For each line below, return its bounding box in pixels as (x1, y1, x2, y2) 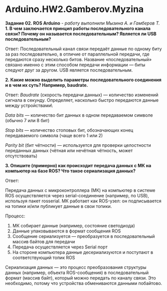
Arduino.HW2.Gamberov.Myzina (5, 4, 144, 15)
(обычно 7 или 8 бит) (5, 117, 50, 123)
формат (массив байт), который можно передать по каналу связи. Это (5, 274, 156, 281)
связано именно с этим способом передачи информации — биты (5, 62, 146, 68)
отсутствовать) (5, 153, 37, 159)
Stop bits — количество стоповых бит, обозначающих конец (5, 127, 134, 133)
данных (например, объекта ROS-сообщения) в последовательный (5, 269, 149, 275)
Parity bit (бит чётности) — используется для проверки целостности (5, 142, 151, 148)
